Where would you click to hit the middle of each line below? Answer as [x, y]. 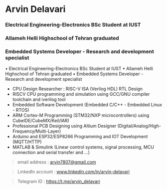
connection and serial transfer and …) [51, 153]
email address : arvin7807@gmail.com [57, 162]
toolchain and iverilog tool [39, 99]
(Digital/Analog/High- [139, 126]
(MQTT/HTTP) [27, 142]
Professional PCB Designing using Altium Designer [64, 126]
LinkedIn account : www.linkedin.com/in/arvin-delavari [73, 172]
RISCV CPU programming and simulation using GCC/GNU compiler [81, 94]
